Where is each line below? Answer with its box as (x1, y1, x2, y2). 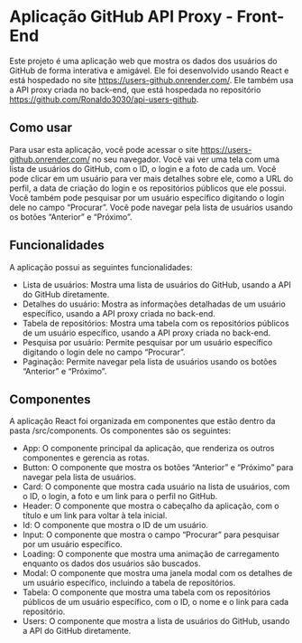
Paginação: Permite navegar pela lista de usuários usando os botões (22, 355, 278, 367)
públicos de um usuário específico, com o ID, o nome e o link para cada (22, 597, 289, 608)
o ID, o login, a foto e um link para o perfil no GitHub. (22, 491, 218, 502)
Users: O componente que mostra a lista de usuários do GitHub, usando (22, 616, 290, 627)
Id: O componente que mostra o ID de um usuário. (22, 520, 209, 531)
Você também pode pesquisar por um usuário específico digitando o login (9, 192, 285, 203)
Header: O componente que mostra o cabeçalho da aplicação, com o (22, 500, 279, 512)
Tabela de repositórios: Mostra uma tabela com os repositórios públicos (22, 317, 290, 328)
